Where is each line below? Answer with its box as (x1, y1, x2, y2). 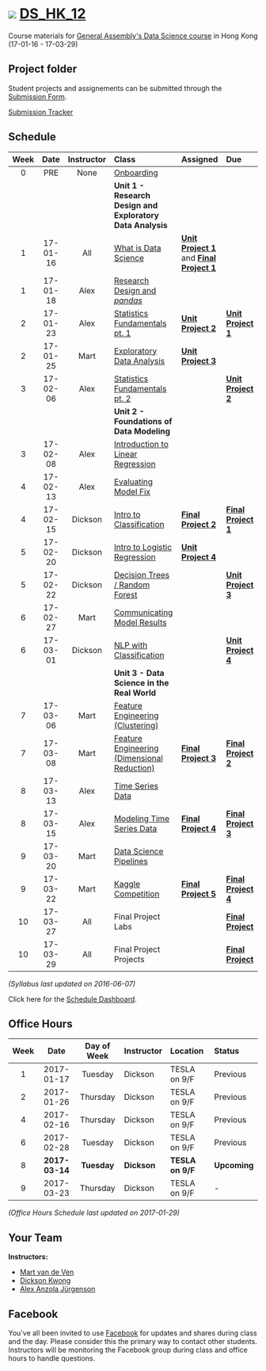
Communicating (113, 607, 173, 618)
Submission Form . (8, 92, 67, 101)
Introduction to (113, 438, 169, 449)
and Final (180, 252, 216, 263)
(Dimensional (113, 752, 164, 763)
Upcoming (213, 1160, 254, 1171)
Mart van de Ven (19, 1267, 74, 1277)
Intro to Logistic (113, 541, 173, 552)
